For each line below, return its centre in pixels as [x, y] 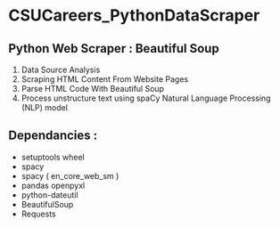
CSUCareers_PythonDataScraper [134, 16]
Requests [38, 214]
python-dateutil [49, 195]
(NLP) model [45, 107]
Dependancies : [53, 136]
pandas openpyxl [53, 185]
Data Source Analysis [61, 69]
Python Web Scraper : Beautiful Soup [114, 49]
